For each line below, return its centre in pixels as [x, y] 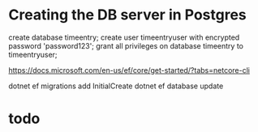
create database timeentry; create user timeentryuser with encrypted [124, 37]
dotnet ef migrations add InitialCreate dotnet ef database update [116, 86]
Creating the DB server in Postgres [128, 15]
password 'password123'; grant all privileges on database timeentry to [126, 45]
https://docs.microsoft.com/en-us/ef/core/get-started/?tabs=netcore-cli [129, 70]
